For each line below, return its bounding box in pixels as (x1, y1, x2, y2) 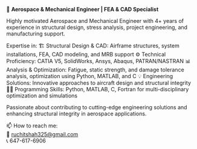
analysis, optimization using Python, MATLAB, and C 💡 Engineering (6, 73, 173, 79)
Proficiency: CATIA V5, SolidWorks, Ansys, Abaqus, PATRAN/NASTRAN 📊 (6, 58, 191, 64)
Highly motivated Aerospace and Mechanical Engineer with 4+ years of (6, 17, 184, 24)
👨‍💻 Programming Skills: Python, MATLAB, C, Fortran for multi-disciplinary (6, 86, 189, 93)
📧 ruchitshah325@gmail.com (6, 131, 79, 138)
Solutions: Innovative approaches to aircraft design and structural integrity (6, 79, 192, 87)
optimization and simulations (6, 92, 78, 99)
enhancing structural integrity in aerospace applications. (6, 110, 147, 117)
